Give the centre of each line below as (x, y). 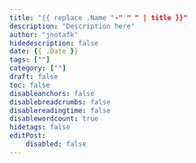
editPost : (28, 136)
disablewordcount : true (54, 119)
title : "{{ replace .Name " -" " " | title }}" (98, 18)
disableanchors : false (52, 93)
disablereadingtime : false (60, 110)
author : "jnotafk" (44, 34)
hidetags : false (40, 128)
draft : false (34, 77)
